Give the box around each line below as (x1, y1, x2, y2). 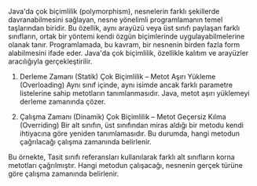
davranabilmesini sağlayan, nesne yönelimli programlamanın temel (8, 15, 223, 24)
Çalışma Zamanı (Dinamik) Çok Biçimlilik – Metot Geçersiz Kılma (19, 112, 226, 121)
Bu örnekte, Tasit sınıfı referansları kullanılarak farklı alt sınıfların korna (8, 152, 236, 162)
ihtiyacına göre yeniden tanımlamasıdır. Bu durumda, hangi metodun (19, 129, 240, 138)
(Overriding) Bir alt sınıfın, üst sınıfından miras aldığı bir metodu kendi (19, 121, 244, 129)
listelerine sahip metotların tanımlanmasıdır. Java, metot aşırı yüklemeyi (19, 89, 250, 97)
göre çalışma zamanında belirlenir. (8, 169, 119, 178)
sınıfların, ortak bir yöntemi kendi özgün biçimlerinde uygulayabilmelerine (8, 31, 245, 41)
